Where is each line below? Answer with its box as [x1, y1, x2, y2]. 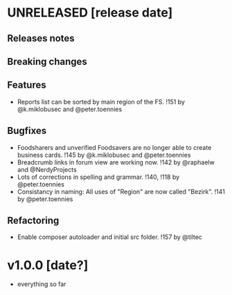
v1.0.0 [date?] [7, 257, 89, 273]
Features [7, 79, 46, 91]
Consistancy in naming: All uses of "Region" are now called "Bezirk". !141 [17, 187, 225, 196]
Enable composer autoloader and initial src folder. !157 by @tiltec [17, 233, 203, 241]
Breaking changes [7, 55, 88, 67]
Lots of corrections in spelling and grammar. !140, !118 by [17, 173, 180, 181]
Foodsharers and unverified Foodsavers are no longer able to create [17, 143, 212, 151]
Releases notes [7, 32, 75, 44]
